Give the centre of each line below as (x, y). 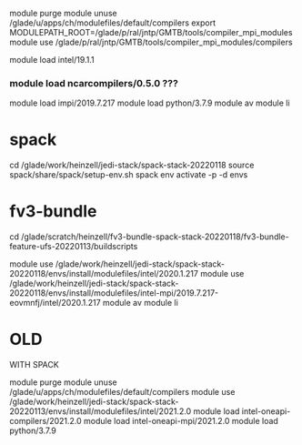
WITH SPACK (34, 365)
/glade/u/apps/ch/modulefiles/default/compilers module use (122, 392)
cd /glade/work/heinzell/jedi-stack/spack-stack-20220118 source (132, 165)
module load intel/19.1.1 (52, 60)
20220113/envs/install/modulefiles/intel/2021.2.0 (101, 411)
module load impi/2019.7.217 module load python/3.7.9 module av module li (150, 103)
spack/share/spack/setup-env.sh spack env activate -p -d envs (129, 175)
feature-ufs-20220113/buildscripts (74, 247)
